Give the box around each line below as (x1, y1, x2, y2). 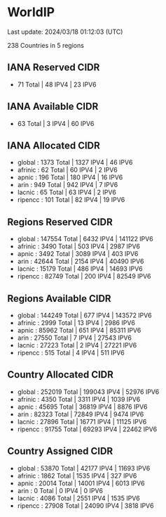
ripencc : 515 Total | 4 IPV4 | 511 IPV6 (17, 349, 125, 357)
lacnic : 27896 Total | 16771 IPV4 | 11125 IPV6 (17, 417, 147, 426)
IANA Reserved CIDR (7, 61, 100, 74)
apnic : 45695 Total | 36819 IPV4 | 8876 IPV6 (17, 402, 148, 411)
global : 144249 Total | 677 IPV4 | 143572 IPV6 (17, 311, 152, 319)
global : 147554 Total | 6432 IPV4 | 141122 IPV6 (17, 235, 154, 243)
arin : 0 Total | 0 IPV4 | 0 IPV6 (17, 486, 104, 494)
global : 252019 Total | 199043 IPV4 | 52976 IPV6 (17, 388, 160, 396)
